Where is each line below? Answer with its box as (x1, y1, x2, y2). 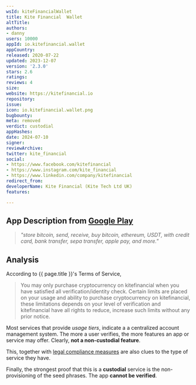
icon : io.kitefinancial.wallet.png (6, 107, 93, 113)
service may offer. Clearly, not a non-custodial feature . (6, 337, 141, 344)
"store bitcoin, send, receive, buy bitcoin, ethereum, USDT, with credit (20, 232, 190, 239)
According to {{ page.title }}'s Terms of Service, (6, 270, 122, 277)
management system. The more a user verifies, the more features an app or (6, 330, 190, 338)
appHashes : (6, 129, 33, 135)
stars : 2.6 (6, 69, 33, 75)
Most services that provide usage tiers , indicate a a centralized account (6, 324, 180, 332)
